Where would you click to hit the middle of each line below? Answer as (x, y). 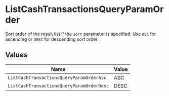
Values (16, 55)
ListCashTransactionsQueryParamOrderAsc (57, 77)
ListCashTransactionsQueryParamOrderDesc (58, 86)
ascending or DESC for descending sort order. (52, 39)
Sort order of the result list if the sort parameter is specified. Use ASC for (81, 34)
